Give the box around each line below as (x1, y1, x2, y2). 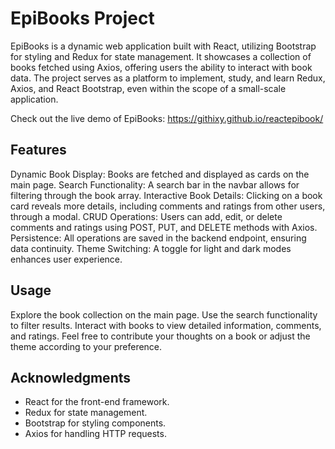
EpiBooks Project (10, 7, 155, 30)
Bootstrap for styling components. (24, 417, 167, 429)
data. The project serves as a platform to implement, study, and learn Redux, (10, 72, 326, 84)
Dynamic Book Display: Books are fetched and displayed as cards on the (10, 168, 310, 180)
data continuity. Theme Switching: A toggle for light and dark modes (10, 242, 292, 254)
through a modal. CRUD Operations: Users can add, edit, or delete (10, 210, 283, 222)
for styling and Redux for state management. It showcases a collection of (10, 50, 312, 62)
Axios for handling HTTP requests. (24, 428, 167, 440)
